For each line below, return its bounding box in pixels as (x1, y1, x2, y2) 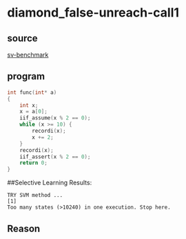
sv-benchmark (7, 50, 49, 59)
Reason (7, 222, 41, 234)
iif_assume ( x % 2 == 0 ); (19, 115, 91, 122)
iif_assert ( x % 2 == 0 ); (19, 153, 91, 160)
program (7, 70, 45, 82)
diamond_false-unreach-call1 (7, 5, 180, 21)
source (7, 32, 38, 44)
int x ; (19, 102, 39, 108)
